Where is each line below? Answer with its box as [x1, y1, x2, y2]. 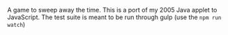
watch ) [7, 21, 26, 28]
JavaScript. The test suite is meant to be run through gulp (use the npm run [7, 13, 222, 21]
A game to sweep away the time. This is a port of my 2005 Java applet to [7, 6, 218, 14]
